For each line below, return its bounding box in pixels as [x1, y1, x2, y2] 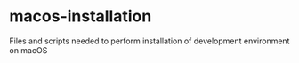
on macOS [9, 44, 48, 55]
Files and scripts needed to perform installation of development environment [9, 35, 290, 46]
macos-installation [9, 6, 152, 27]
